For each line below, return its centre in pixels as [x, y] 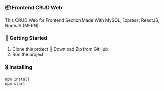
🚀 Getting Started [26, 38]
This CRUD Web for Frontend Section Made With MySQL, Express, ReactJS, [82, 20]
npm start [15, 83]
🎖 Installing [19, 67]
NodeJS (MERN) [22, 26]
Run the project [28, 54]
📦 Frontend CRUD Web [34, 7]
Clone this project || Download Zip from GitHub [60, 49]
